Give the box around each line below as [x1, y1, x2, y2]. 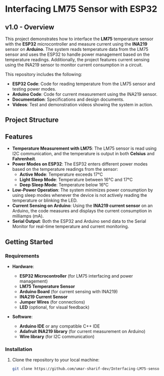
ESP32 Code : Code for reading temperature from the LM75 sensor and [12, 81, 156, 87]
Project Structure [5, 116, 59, 124]
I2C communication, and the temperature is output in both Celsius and [12, 151, 155, 157]
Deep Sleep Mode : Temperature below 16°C [19, 182, 109, 188]
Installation [5, 346, 33, 352]
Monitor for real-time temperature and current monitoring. [12, 224, 129, 230]
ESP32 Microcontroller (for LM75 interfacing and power [19, 273, 133, 279]
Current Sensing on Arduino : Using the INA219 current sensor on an [12, 203, 153, 209]
